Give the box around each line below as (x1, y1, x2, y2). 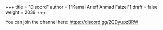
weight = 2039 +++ (5, 9, 46, 15)
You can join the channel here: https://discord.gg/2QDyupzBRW (5, 19, 139, 25)
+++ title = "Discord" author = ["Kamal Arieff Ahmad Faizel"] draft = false (5, 4, 158, 10)
